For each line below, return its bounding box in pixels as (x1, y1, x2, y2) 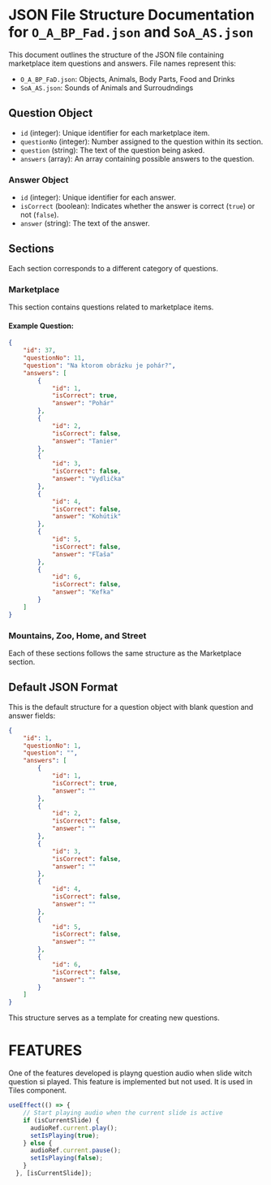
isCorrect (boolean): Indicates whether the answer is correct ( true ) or (19, 201, 256, 211)
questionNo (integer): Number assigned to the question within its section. (19, 136, 264, 146)
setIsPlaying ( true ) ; (29, 1131, 100, 1140)
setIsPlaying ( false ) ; (29, 1154, 104, 1162)
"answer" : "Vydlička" (51, 475, 126, 483)
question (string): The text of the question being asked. (19, 145, 205, 155)
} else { (23, 1139, 53, 1147)
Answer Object (8, 174, 69, 185)
